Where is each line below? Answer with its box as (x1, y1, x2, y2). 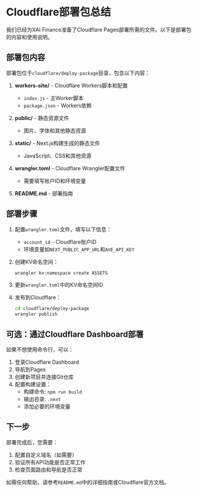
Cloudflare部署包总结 (6, 5, 111, 19)
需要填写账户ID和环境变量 (23, 177, 86, 184)
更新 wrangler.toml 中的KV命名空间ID (14, 282, 104, 289)
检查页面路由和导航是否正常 (14, 466, 83, 473)
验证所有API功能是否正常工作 (14, 458, 86, 466)
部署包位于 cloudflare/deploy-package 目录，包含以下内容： (6, 69, 150, 76)
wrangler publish (14, 311, 58, 317)
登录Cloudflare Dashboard (14, 358, 79, 366)
